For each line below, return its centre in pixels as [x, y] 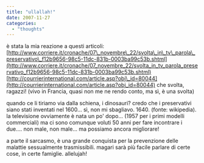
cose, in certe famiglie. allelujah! [47, 154]
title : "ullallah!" [31, 12]
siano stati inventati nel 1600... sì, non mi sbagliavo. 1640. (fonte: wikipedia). [101, 109]
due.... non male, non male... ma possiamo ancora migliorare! [83, 129]
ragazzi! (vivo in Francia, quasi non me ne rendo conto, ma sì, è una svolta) [100, 91]
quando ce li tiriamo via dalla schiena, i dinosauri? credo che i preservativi [99, 103]
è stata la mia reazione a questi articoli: [55, 46]
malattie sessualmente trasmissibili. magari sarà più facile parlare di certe [98, 147]
